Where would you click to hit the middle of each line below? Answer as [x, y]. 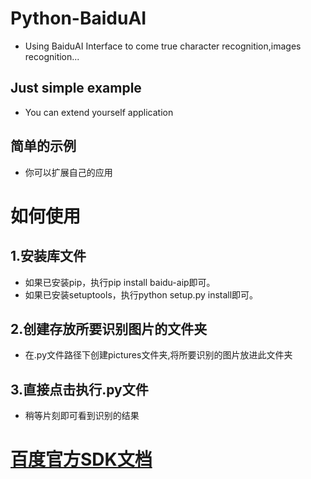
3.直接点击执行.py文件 [79, 389]
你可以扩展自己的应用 [68, 172]
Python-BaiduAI [78, 18]
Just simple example [76, 88]
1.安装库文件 [48, 256]
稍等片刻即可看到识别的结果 [82, 416]
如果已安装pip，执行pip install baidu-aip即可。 [120, 282]
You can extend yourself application [99, 112]
